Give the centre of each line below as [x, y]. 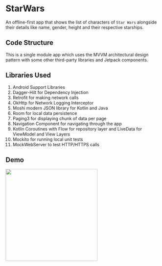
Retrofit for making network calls [46, 97]
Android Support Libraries [39, 87]
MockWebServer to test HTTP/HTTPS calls [56, 144]
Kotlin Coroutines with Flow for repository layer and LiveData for [77, 129]
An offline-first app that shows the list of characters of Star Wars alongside [81, 22]
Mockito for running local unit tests [48, 139]
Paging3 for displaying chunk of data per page [59, 118]
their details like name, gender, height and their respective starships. [75, 27]
